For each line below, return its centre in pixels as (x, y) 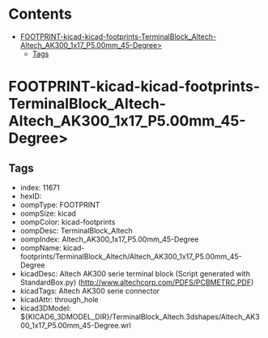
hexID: (31, 196)
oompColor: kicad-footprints (68, 222)
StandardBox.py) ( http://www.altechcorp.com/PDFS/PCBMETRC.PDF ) (137, 282)
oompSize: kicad (48, 213)
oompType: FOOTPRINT (60, 204)
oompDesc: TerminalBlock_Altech (76, 230)
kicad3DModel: (45, 308)
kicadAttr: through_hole (59, 299)
